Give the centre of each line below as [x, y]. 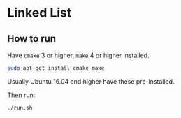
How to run [32, 39]
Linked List [39, 13]
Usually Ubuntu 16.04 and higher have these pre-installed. [91, 81]
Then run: [21, 95]
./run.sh [20, 108]
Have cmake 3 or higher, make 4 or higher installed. [78, 55]
